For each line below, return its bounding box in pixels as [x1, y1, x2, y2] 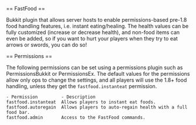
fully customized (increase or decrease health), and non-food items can [6, 29, 180, 36]
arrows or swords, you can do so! [6, 41, 87, 48]
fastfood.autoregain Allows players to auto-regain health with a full [6, 104, 188, 110]
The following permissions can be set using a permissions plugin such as [6, 64, 183, 71]
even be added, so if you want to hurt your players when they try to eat [6, 35, 178, 42]
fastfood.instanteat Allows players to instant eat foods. [6, 99, 157, 105]
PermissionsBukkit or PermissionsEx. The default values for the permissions [6, 70, 190, 77]
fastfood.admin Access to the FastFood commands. [6, 114, 146, 120]
